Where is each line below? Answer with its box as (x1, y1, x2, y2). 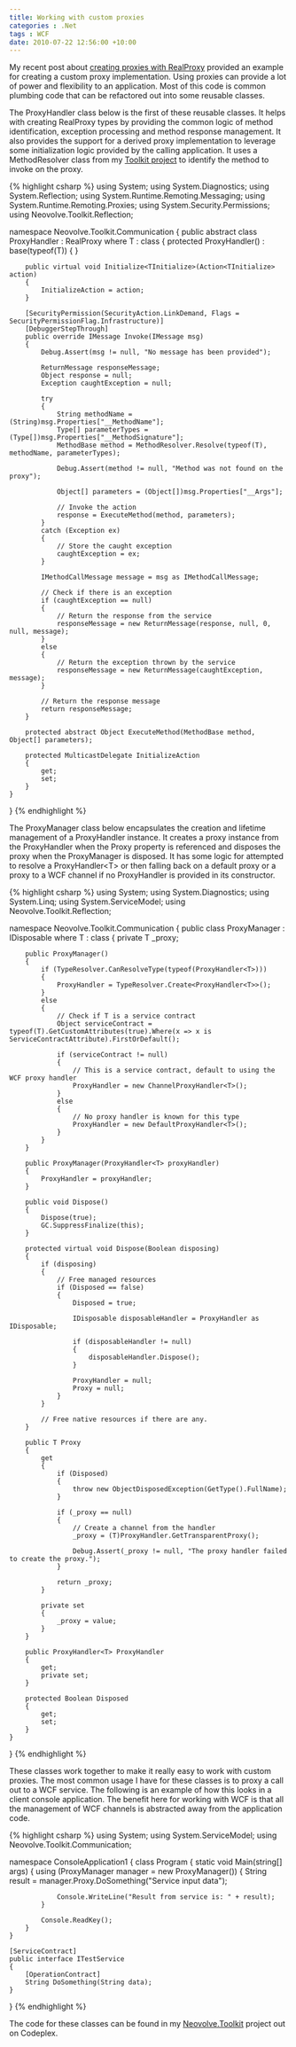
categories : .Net (9, 21, 77, 30)
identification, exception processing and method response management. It (9, 126, 282, 137)
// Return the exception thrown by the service (56, 658, 237, 668)
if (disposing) (41, 1260, 97, 1269)
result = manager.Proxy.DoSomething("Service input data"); (9, 1876, 228, 1887)
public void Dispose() (25, 1198, 109, 1207)
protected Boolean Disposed (25, 1694, 129, 1703)
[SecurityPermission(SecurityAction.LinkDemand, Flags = (25, 309, 240, 318)
